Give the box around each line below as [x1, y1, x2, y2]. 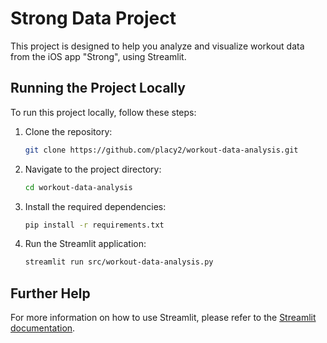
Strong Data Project [10, 7, 177, 30]
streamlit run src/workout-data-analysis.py [24, 257, 214, 267]
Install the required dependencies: [24, 200, 167, 212]
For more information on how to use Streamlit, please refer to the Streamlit [10, 312, 317, 324]
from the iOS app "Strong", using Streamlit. [10, 50, 187, 62]
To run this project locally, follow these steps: [10, 106, 197, 118]
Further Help [10, 285, 91, 302]
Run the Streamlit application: [24, 238, 147, 250]
